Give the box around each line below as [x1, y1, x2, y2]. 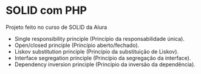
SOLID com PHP [5, 4, 87, 17]
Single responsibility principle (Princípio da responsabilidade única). [14, 35, 185, 42]
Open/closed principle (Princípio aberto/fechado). [14, 42, 140, 49]
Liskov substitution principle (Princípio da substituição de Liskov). [14, 48, 179, 55]
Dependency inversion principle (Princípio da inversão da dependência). [14, 61, 196, 68]
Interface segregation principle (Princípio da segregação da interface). [14, 54, 191, 61]
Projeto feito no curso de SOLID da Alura [5, 23, 107, 31]
